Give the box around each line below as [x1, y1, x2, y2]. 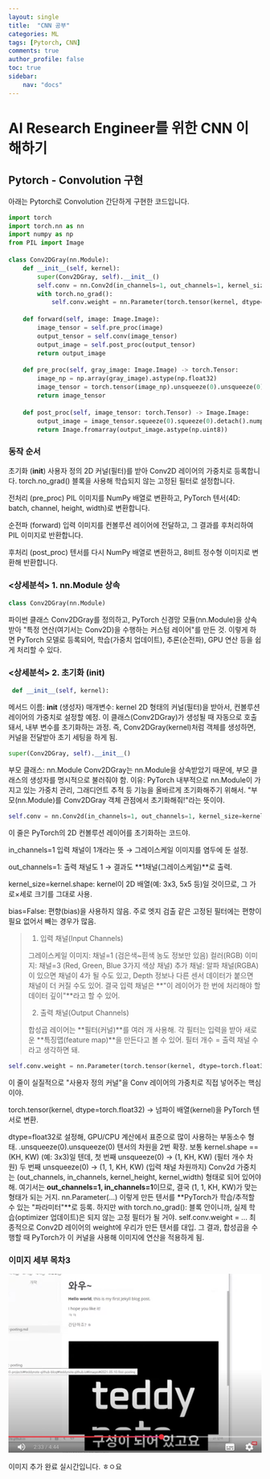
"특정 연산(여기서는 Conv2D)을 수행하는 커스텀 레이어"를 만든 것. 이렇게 [22, 624, 248, 635]
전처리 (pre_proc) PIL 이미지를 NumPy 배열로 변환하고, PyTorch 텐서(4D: [8, 493, 241, 503]
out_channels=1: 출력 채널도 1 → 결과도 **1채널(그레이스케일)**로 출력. [8, 861, 233, 872]
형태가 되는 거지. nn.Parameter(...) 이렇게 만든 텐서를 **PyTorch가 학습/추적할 [8, 1192, 256, 1202]
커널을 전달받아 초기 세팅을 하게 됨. [8, 733, 118, 742]
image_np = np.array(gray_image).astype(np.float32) [37, 375, 218, 383]
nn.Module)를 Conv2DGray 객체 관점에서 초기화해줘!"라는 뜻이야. [17, 795, 225, 804]
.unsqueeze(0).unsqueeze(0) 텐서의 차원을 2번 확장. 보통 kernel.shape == [18, 1142, 259, 1152]
